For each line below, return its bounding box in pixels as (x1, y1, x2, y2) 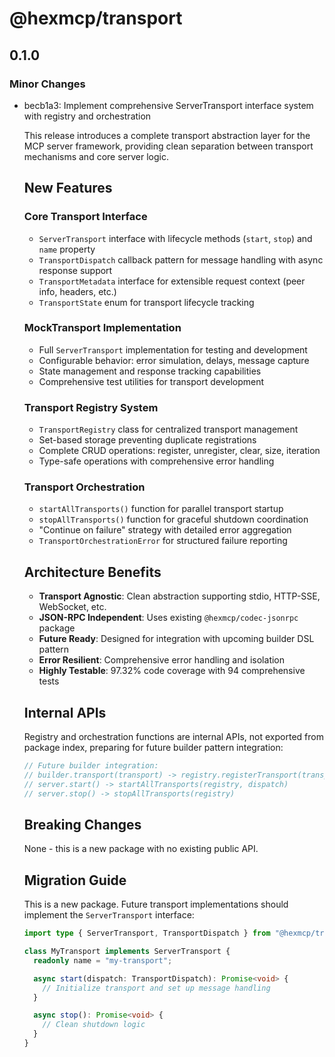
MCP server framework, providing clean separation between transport (23, 140, 314, 152)
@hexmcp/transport (9, 7, 183, 30)
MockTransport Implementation (23, 321, 182, 335)
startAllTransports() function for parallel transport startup (38, 503, 284, 515)
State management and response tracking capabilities (38, 365, 262, 377)
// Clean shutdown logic (42, 1020, 146, 1030)
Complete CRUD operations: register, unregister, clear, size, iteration (38, 445, 321, 457)
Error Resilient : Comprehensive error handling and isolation (38, 654, 286, 666)
